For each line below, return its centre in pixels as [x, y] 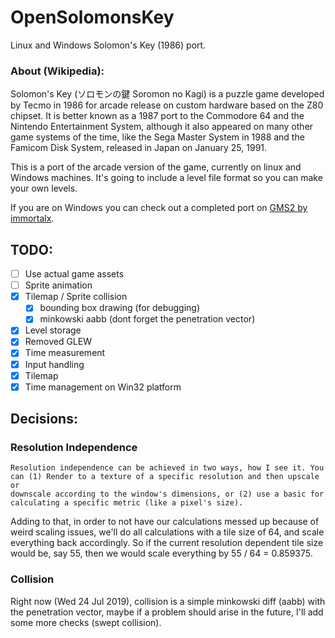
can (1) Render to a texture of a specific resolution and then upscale [165, 477]
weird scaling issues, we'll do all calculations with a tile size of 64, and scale [167, 532]
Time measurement [65, 353]
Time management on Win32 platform [103, 387]
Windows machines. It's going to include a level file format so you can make [166, 178]
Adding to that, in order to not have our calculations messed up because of [165, 522]
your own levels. [44, 188]
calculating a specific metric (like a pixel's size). [127, 503]
